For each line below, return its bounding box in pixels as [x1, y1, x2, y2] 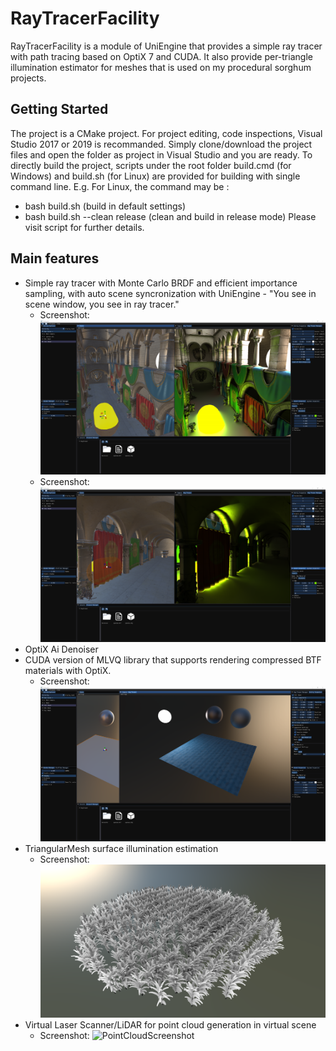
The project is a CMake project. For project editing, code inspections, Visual [10, 127, 323, 139]
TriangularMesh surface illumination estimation [24, 843, 219, 855]
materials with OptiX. [24, 665, 112, 677]
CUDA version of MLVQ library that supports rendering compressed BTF [24, 654, 322, 666]
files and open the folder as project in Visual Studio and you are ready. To [10, 148, 313, 161]
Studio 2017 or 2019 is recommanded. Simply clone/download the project [10, 138, 313, 150]
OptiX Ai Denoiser [24, 643, 99, 656]
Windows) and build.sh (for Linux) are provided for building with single [10, 170, 301, 182]
